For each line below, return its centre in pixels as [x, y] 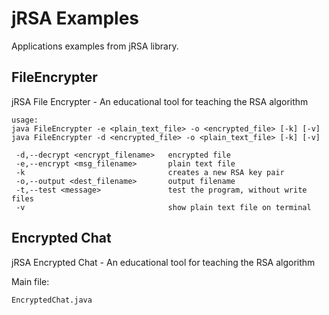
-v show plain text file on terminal [163, 207]
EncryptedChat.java [52, 300]
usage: [25, 120]
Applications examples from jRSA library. [95, 46]
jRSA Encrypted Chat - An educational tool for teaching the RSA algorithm [163, 262]
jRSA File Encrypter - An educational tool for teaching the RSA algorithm [160, 101]
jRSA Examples [75, 18]
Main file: [30, 281]
